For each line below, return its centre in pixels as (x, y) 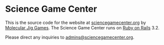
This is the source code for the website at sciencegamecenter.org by (76, 22)
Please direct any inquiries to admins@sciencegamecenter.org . (70, 37)
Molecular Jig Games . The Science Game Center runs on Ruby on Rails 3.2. (82, 27)
